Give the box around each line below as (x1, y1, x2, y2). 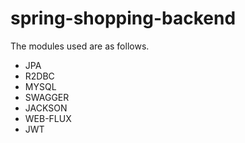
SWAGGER (24, 91, 70, 103)
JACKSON (24, 102, 68, 114)
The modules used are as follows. (10, 40, 150, 52)
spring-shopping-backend (10, 7, 237, 30)
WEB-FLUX (24, 112, 72, 124)
